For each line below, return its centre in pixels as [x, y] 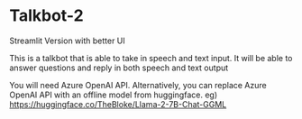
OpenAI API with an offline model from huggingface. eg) [114, 95]
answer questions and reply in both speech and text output [119, 68]
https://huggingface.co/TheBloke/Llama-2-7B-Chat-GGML [118, 104]
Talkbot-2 [46, 16]
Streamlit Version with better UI [68, 41]
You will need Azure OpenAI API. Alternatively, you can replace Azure [138, 85]
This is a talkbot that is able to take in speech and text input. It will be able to [151, 58]
